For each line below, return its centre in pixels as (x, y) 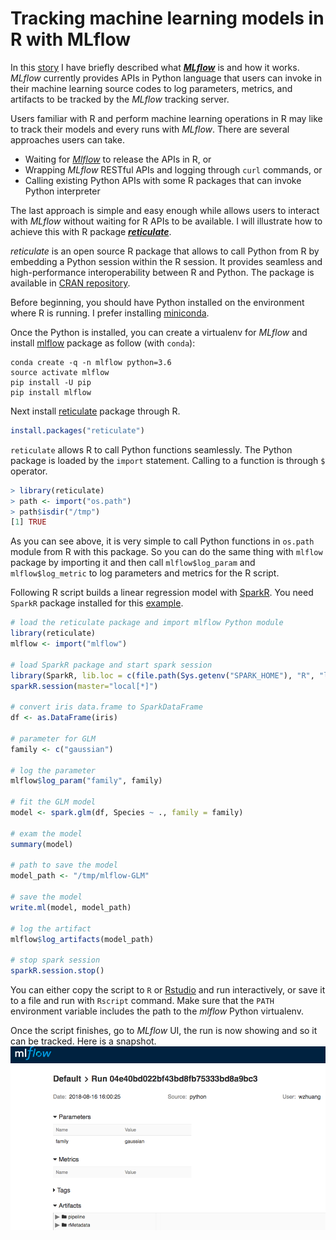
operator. (29, 471)
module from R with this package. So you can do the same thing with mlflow (166, 552)
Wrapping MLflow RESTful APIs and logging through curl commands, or (173, 169)
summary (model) (42, 844)
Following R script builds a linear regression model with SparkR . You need (162, 593)
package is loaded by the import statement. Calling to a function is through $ (168, 460)
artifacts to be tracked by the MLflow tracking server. (120, 99)
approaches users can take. (67, 139)
